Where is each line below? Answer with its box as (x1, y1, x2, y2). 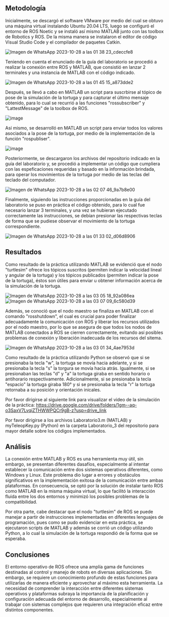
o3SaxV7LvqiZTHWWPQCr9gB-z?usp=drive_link (5, 407, 107, 413)
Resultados (5, 248, 42, 256)
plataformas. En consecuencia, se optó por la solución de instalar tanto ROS (5, 483, 163, 489)
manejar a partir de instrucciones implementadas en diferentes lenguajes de (5, 514, 164, 520)
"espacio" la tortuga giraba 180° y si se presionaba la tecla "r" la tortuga (5, 381, 155, 387)
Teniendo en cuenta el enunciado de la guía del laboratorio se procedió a (5, 58, 157, 65)
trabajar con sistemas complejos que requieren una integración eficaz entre (5, 601, 163, 607)
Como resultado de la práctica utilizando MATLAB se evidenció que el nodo (5, 261, 162, 267)
